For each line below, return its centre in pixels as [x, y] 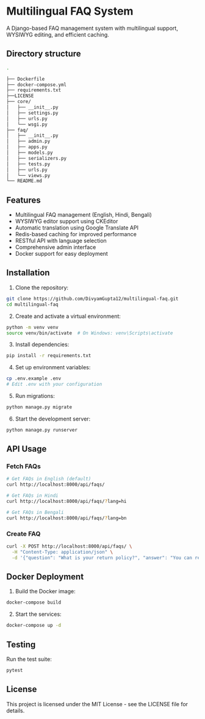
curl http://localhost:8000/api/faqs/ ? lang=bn [67, 518]
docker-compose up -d [34, 626]
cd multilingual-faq [33, 304]
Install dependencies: [42, 345]
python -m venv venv [33, 327]
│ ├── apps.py [27, 147]
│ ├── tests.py [28, 164]
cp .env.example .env [34, 379]
